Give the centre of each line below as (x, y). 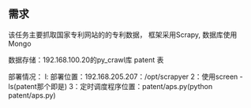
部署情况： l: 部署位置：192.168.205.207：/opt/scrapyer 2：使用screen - (126, 76)
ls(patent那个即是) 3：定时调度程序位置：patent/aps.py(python (111, 86)
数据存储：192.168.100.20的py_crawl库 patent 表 (86, 60)
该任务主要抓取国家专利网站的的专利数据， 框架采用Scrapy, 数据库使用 (123, 35)
